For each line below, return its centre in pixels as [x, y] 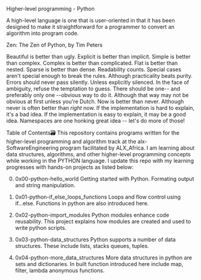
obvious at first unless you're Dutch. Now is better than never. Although [95, 101]
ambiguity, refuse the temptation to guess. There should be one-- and [93, 89]
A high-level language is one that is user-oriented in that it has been [91, 20]
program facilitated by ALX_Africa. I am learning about [127, 148]
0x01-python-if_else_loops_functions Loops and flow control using [98, 197]
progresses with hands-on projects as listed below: [70, 167]
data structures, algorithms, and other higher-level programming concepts [99, 154]
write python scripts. [41, 228]
